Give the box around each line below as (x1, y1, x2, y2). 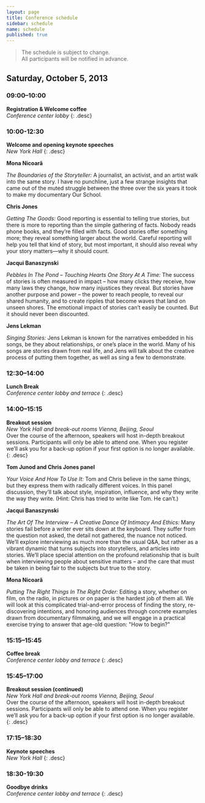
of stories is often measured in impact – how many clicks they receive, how (6, 277, 196, 285)
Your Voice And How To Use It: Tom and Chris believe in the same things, (6, 475, 191, 483)
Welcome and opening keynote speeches (6, 141, 114, 149)
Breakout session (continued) (6, 686, 84, 693)
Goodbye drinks (6, 783, 48, 791)
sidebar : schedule (6, 20, 53, 26)
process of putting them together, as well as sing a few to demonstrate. (6, 354, 186, 361)
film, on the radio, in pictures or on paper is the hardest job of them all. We (6, 594, 194, 602)
